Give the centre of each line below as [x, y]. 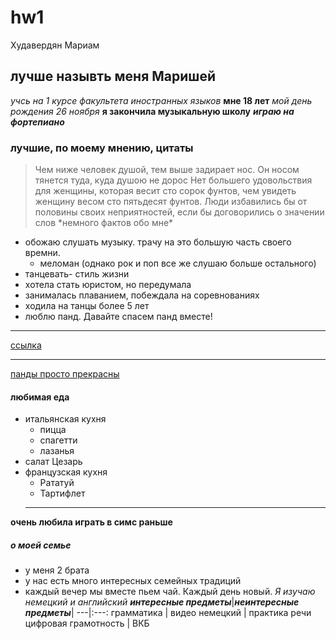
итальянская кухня [65, 419]
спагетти [58, 440]
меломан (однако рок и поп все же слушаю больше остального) [178, 263]
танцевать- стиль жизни [77, 274]
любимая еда [40, 397]
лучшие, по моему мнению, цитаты [102, 148]
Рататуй [57, 483]
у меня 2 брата [57, 570]
